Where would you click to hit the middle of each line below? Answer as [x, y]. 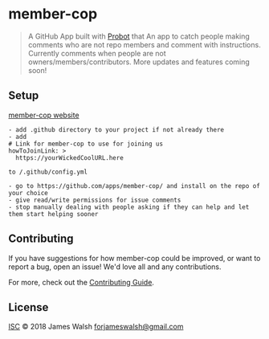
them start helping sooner [53, 214]
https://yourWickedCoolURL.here [70, 157]
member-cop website [44, 115]
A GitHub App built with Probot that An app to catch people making [139, 36]
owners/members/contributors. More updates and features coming [139, 62]
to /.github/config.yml [48, 172]
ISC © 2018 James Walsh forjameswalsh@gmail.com [96, 327]
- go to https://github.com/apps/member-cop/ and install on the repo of [134, 186]
